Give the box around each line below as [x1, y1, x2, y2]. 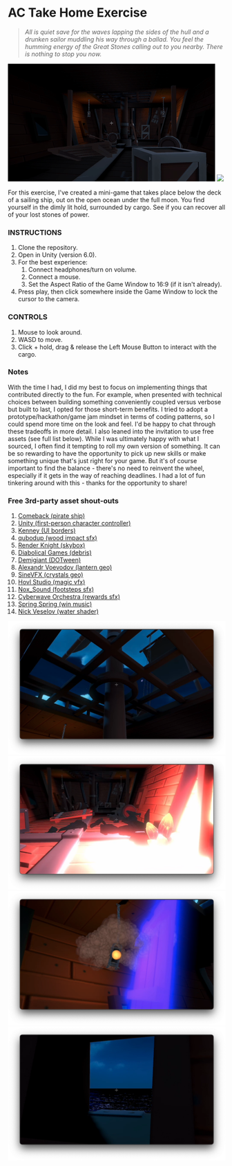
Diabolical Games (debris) [17, 548, 92, 557]
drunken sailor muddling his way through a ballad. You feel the [24, 35, 204, 43]
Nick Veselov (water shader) [17, 607, 99, 616]
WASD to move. [17, 335, 63, 343]
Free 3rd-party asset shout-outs [8, 496, 119, 505]
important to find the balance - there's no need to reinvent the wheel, [8, 464, 204, 472]
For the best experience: [17, 258, 88, 267]
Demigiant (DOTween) [17, 556, 81, 564]
